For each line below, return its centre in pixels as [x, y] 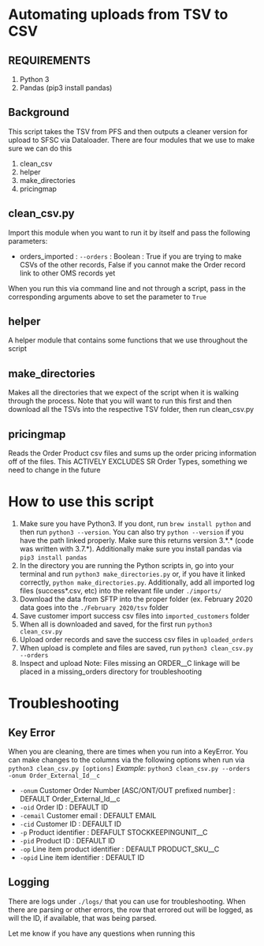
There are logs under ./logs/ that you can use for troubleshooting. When [127, 901]
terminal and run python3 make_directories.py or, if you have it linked [132, 574]
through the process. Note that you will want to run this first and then [120, 401]
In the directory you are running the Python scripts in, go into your [126, 565]
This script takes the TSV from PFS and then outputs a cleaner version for [128, 131]
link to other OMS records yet [67, 273]
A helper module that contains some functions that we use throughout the [128, 340]
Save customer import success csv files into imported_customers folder [134, 616]
